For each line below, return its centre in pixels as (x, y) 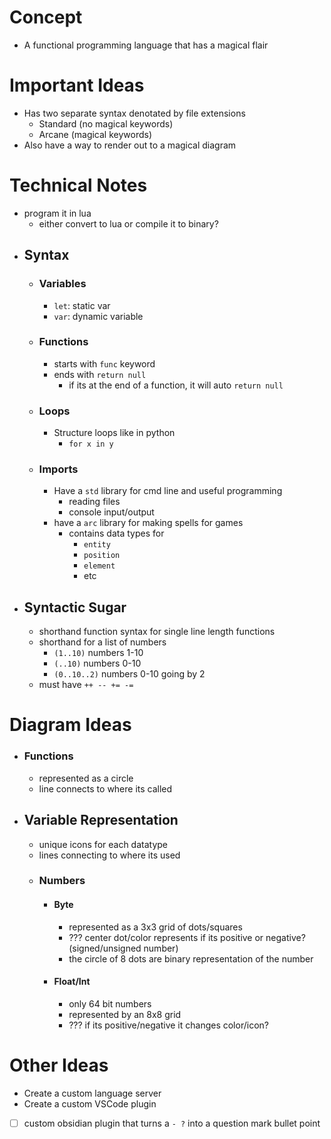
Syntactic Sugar (75, 607)
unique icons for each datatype (103, 844)
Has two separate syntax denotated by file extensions (134, 113)
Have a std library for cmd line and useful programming (168, 491)
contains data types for (116, 533)
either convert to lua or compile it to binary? (128, 223)
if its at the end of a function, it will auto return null (176, 385)
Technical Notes (78, 185)
